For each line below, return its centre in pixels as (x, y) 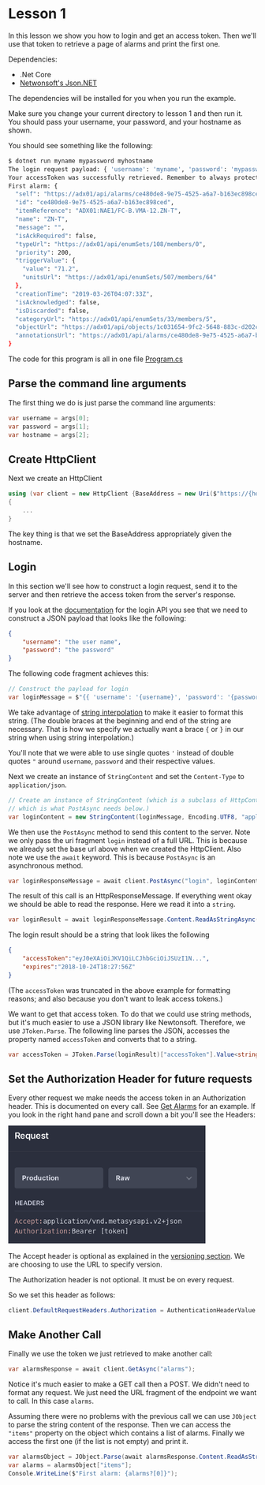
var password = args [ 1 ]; (49, 427)
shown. (20, 130)
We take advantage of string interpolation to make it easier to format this (126, 712)
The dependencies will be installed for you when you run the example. (122, 98)
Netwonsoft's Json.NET (58, 83)
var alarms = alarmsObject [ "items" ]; (70, 1465)
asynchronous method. (46, 865)
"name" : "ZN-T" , (42, 219)
